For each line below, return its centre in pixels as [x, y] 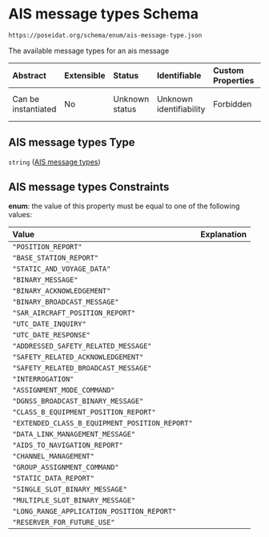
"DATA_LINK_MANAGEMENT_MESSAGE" [74, 434]
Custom [229, 71]
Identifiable [179, 75]
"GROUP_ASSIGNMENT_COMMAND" [66, 467]
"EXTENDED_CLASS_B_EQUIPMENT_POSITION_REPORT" [103, 423]
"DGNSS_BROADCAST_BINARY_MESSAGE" [78, 401]
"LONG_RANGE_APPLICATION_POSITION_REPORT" [94, 511]
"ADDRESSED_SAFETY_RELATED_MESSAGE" [82, 346]
